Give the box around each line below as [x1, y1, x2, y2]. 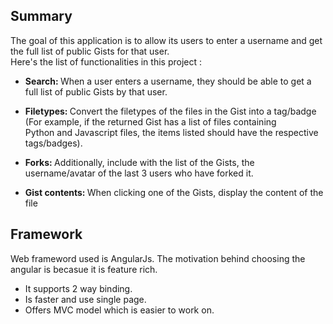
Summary [10, 8, 73, 25]
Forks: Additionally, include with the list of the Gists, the [24, 156, 255, 168]
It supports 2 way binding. [24, 282, 133, 294]
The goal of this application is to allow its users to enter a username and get [10, 34, 323, 46]
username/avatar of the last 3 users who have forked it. [24, 167, 254, 179]
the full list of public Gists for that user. [10, 45, 170, 57]
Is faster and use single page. [24, 293, 147, 305]
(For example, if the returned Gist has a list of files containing [24, 115, 277, 128]
